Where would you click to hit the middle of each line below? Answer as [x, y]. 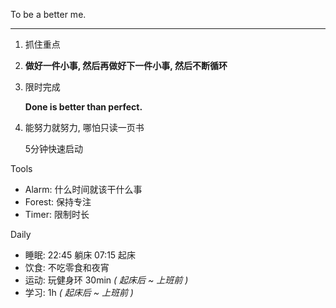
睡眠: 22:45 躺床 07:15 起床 [80, 255]
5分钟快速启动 [54, 148]
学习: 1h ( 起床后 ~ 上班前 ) [79, 292]
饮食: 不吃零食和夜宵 [67, 267]
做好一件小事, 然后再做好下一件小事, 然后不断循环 [126, 65]
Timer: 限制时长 [57, 214]
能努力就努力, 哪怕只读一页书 [84, 127]
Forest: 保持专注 [58, 202]
